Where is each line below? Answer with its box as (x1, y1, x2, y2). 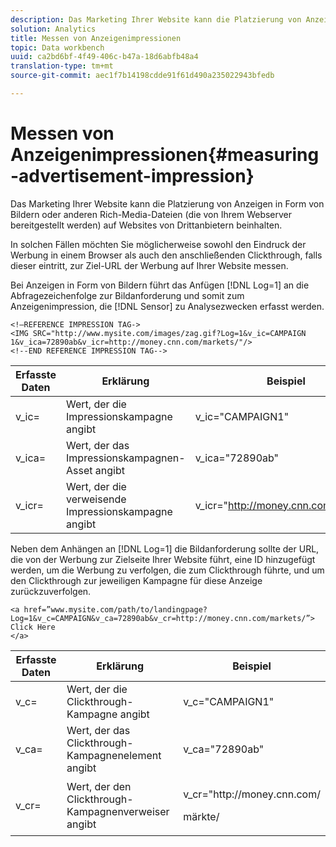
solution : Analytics (10, 24, 97, 34)
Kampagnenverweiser (66, 804, 170, 818)
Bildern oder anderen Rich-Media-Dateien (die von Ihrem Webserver (10, 208, 293, 220)
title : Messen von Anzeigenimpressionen (10, 33, 182, 43)
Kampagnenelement (66, 748, 162, 762)
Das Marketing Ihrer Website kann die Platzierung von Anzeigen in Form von (10, 197, 325, 210)
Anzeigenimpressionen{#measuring (10, 144, 320, 166)
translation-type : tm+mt (10, 61, 114, 71)
